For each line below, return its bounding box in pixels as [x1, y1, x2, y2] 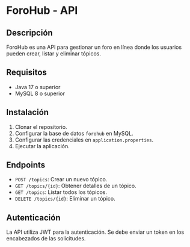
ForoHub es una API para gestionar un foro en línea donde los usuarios [6, 43, 182, 51]
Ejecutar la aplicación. [14, 142, 70, 149]
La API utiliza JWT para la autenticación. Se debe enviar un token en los [6, 228, 185, 236]
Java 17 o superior [14, 83, 61, 90]
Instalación [6, 107, 49, 117]
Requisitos [6, 67, 47, 78]
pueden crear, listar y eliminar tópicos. [6, 50, 101, 57]
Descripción [6, 28, 53, 38]
